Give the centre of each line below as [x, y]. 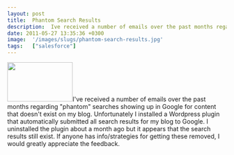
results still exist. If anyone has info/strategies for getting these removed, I [114, 136]
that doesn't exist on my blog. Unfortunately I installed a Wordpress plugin [114, 114]
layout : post [26, 14]
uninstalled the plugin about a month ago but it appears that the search [109, 129]
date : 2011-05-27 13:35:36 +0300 [56, 33]
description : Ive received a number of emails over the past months [110, 27]
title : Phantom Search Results [54, 20]
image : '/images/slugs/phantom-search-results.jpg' [85, 40]
